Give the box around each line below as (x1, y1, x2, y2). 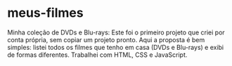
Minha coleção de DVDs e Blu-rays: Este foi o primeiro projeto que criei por (7, 28, 225, 37)
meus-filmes (7, 5, 84, 21)
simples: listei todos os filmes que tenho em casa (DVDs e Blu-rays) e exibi (7, 43, 224, 51)
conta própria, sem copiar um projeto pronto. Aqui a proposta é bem (7, 35, 205, 44)
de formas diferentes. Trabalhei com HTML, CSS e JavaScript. (7, 51, 188, 59)
